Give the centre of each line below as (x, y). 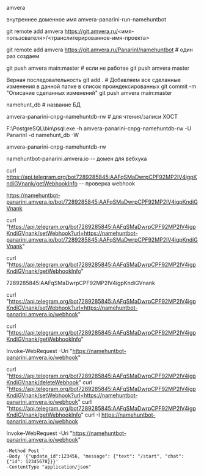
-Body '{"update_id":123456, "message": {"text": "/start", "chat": (95, 456)
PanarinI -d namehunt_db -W (43, 135)
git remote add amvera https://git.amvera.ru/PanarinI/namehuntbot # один (100, 50)
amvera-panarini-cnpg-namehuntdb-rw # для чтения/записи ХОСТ (92, 117)
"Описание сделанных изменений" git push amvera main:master (89, 93)
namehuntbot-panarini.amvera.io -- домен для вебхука (77, 158)
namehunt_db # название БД (44, 105)
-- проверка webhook (107, 184)
